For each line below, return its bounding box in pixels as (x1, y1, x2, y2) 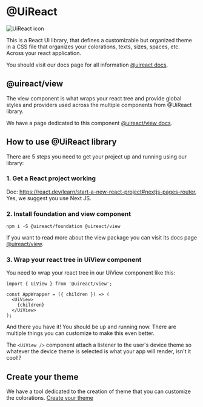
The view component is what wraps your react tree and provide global (6, 94, 182, 102)
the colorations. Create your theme (6, 394, 94, 402)
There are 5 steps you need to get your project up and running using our (6, 153, 187, 160)
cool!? (6, 354, 22, 362)
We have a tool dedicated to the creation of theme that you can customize (6, 388, 191, 395)
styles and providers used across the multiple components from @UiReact (6, 101, 192, 108)
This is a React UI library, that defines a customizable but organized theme (6, 36, 192, 44)
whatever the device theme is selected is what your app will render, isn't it (6, 348, 191, 355)
